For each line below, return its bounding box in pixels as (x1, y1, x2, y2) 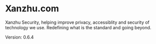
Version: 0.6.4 (5, 34, 34, 40)
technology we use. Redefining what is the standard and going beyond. (5, 24, 152, 30)
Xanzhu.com (5, 3, 59, 14)
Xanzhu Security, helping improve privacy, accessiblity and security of (5, 19, 150, 25)
